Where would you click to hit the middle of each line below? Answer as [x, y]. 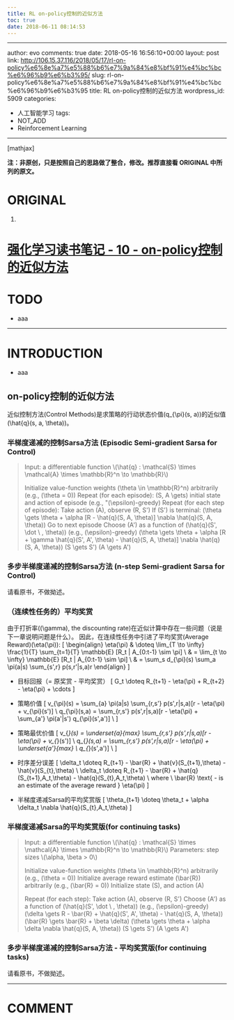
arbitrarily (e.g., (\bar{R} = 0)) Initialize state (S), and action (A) [114, 886]
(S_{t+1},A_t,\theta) [44, 778]
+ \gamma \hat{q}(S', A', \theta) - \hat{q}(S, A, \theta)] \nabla [111, 540]
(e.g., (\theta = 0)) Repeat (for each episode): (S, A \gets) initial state [122, 495]
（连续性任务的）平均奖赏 [50, 612]
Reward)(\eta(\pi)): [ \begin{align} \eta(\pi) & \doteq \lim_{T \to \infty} [106, 644]
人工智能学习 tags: [44, 113]
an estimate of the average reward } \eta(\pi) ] [83, 785]
